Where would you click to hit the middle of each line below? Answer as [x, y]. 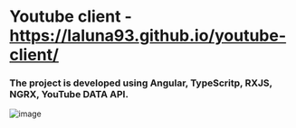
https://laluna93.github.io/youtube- [148, 36]
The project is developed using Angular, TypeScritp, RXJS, [141, 83]
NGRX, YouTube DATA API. [69, 95]
